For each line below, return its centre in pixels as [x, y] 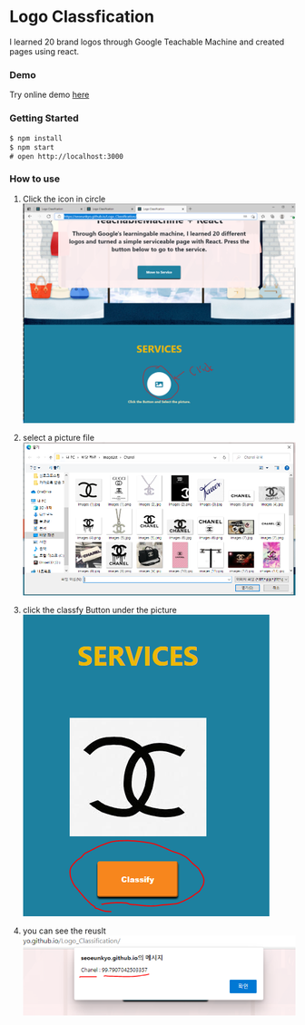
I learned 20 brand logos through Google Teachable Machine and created [147, 42]
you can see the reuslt [64, 931]
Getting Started [44, 118]
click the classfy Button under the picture [99, 610]
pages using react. [44, 51]
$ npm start [32, 147]
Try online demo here [49, 95]
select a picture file [59, 437]
